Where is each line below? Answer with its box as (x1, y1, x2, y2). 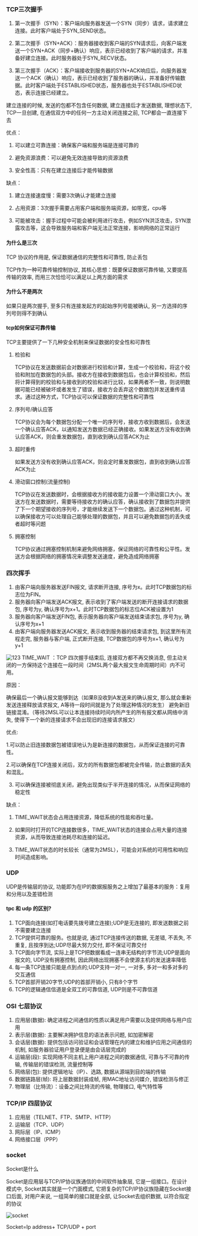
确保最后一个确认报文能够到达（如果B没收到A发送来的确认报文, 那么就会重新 (6, 694, 192, 701)
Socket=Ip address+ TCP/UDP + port (6, 1223, 96, 1230)
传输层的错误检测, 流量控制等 (22, 1061, 93, 1068)
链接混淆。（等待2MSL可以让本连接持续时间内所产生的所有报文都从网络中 (6, 709, 183, 716)
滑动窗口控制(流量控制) (14, 478, 71, 485)
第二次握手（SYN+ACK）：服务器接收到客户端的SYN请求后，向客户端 (14, 40, 182, 47)
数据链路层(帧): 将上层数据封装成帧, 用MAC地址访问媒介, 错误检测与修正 (14, 1076, 189, 1082)
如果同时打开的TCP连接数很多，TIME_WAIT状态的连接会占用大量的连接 (14, 826, 187, 833)
